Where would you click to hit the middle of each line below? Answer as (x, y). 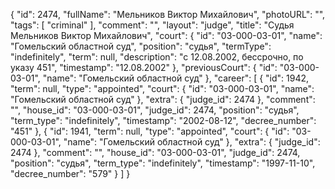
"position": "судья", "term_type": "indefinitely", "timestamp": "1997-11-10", (163, 163)
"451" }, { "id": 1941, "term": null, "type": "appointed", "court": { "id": (150, 131)
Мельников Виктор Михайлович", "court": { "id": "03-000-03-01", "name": (166, 35)
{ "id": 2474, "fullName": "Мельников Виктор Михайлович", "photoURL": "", (168, 14)
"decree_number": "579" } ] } (70, 173)
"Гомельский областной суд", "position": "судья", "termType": (141, 46)
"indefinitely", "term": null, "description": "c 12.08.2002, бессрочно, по (157, 57)
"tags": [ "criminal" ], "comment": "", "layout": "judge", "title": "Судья (152, 25)
